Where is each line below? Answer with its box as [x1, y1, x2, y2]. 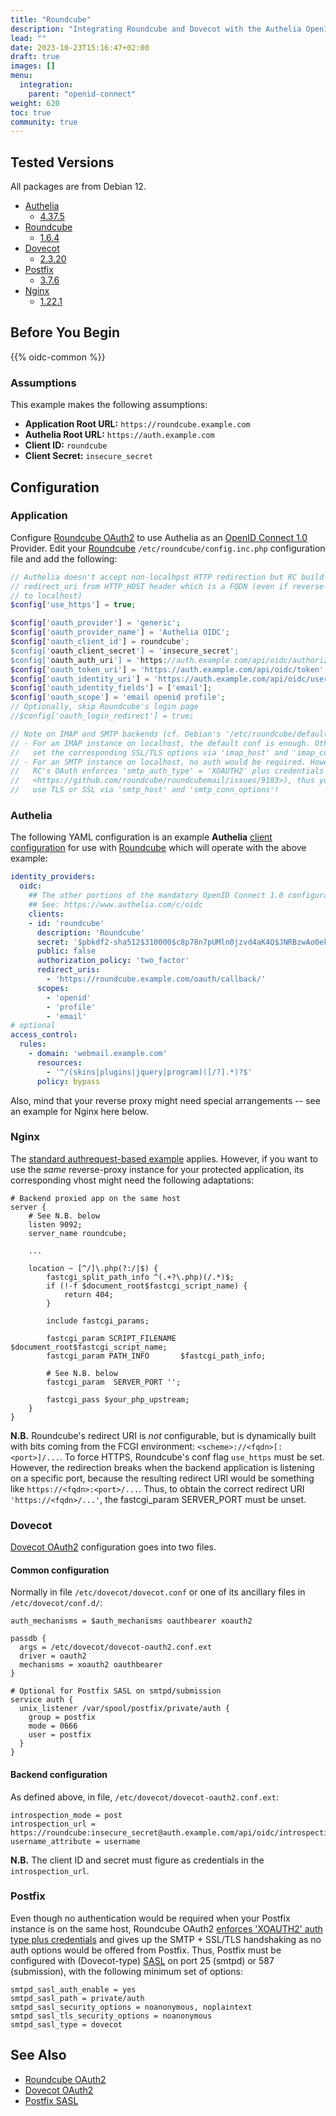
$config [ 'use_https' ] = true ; [10, 600, 137, 610]
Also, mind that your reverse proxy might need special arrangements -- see [10, 1094, 321, 1106]
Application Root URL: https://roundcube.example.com [24, 418, 251, 430]
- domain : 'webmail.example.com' [28, 1049, 168, 1059]
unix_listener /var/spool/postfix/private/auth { [19, 1704, 230, 1714]
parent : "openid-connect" [28, 89, 137, 99]
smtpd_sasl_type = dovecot [10, 2019, 123, 2030]
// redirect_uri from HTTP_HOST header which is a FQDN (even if [10, 581, 288, 591]
